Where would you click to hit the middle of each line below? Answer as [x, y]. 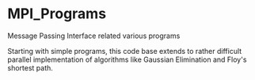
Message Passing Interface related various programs [94, 36]
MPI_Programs [57, 14]
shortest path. [30, 67]
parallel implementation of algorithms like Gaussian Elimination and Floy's [127, 59]
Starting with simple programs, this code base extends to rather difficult [125, 51]
